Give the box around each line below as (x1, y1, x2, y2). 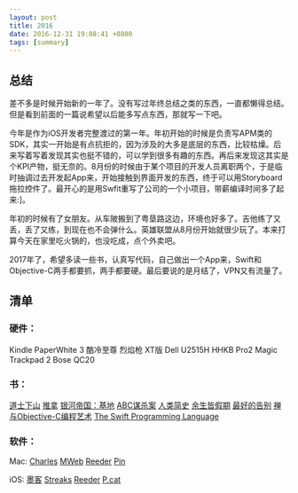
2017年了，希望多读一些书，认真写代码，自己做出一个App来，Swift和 (9, 254, 262, 265)
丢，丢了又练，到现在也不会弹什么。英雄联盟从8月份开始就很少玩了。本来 (9, 224, 278, 235)
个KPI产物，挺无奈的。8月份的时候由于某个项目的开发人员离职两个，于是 (9, 161, 275, 172)
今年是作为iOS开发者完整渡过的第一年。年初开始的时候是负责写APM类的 (9, 128, 273, 138)
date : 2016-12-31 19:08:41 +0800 (9, 29, 133, 38)
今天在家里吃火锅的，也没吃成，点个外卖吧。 (16, 236, 180, 246)
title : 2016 (9, 21, 53, 30)
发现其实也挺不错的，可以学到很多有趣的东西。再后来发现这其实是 (47, 150, 289, 160)
